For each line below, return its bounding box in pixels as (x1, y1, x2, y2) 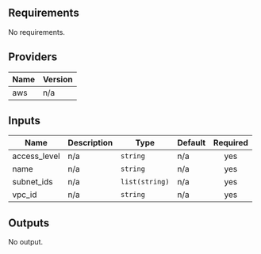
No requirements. (8, 27, 66, 36)
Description (67, 138, 113, 149)
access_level (12, 150, 61, 161)
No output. (8, 237, 44, 247)
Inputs (8, 114, 41, 127)
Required (213, 138, 248, 149)
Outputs (8, 216, 50, 229)
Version (42, 74, 73, 85)
